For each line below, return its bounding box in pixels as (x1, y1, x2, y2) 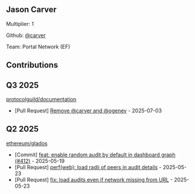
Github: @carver (6, 32, 46, 39)
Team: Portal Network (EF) (6, 43, 70, 50)
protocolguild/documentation (6, 96, 76, 103)
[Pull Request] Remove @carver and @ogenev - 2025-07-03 (14, 107, 162, 114)
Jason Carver (6, 5, 57, 15)
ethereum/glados (6, 139, 48, 146)
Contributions (6, 60, 58, 70)
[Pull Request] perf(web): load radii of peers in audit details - (14, 163, 162, 170)
